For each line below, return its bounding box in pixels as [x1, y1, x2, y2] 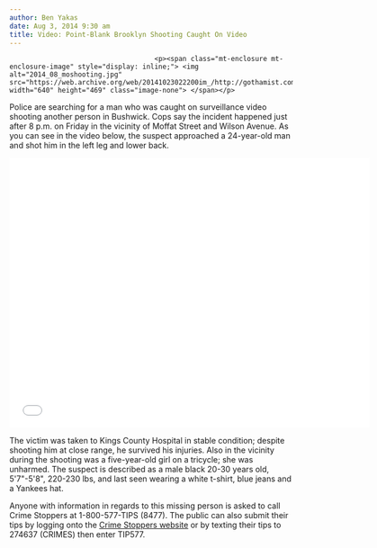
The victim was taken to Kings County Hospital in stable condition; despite [9, 436, 285, 446]
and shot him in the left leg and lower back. [9, 140, 169, 151]
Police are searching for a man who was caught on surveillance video [9, 102, 267, 112]
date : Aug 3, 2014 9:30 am [9, 22, 111, 31]
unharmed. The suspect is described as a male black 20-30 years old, [9, 464, 270, 475]
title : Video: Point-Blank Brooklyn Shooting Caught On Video [9, 30, 247, 39]
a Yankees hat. [9, 483, 65, 494]
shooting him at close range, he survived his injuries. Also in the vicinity [9, 445, 274, 455]
